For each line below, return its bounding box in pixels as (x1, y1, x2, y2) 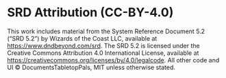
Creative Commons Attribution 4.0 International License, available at (7, 49, 199, 57)
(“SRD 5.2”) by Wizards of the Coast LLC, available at (7, 34, 158, 42)
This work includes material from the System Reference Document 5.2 (7, 27, 205, 35)
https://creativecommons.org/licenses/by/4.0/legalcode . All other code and (7, 56, 220, 64)
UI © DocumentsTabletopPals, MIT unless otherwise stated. (7, 63, 176, 71)
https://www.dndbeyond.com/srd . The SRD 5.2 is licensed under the (7, 41, 200, 50)
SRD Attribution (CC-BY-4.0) (7, 5, 174, 20)
